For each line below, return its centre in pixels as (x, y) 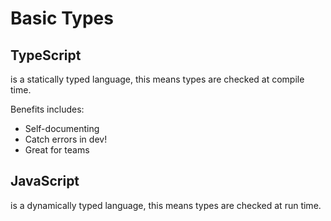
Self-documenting (62, 128)
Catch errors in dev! (66, 139)
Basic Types (62, 18)
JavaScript (45, 181)
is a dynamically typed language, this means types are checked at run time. (166, 205)
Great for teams (57, 150)
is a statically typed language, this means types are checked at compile (157, 79)
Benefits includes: (47, 109)
